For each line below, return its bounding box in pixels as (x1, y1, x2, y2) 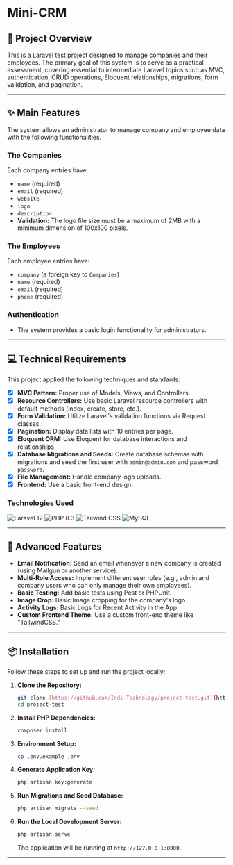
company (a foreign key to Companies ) (17, 270, 120, 279)
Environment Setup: (17, 739, 76, 748)
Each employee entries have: (7, 257, 90, 265)
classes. (17, 419, 42, 428)
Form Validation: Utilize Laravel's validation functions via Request (17, 411, 206, 420)
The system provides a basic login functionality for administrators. (17, 325, 207, 334)
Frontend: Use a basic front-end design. (17, 480, 133, 488)
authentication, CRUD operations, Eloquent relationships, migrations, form (7, 73, 218, 81)
